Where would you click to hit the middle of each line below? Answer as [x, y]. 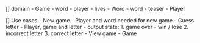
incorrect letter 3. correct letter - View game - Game [71, 33]
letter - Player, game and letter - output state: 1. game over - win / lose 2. [97, 27]
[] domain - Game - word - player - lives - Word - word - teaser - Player [95, 9]
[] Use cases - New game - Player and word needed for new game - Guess [100, 20]
